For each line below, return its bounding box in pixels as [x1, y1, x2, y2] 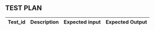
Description [30, 18, 59, 25]
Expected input [63, 18, 101, 25]
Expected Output [105, 18, 147, 25]
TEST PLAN [5, 4, 42, 12]
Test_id [8, 18, 26, 25]
